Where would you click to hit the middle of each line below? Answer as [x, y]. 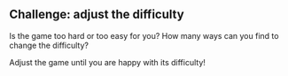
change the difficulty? [49, 45]
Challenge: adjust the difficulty [97, 15]
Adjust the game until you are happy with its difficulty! [108, 62]
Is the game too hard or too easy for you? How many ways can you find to [144, 35]
